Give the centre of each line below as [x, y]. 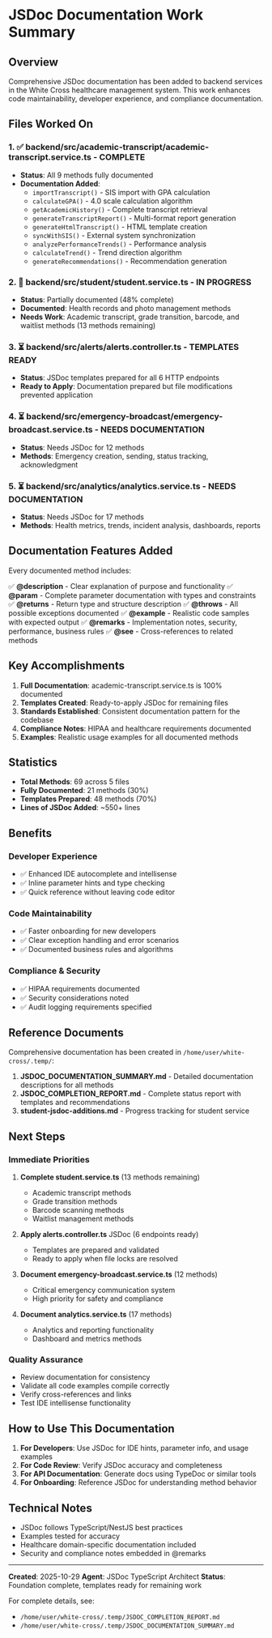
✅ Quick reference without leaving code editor [98, 892]
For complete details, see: [51, 1601]
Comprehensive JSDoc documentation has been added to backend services [136, 81]
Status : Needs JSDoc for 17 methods [82, 517]
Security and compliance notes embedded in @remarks [113, 1554]
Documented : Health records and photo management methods [125, 308]
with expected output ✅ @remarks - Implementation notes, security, [123, 622]
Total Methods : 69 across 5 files [74, 782]
